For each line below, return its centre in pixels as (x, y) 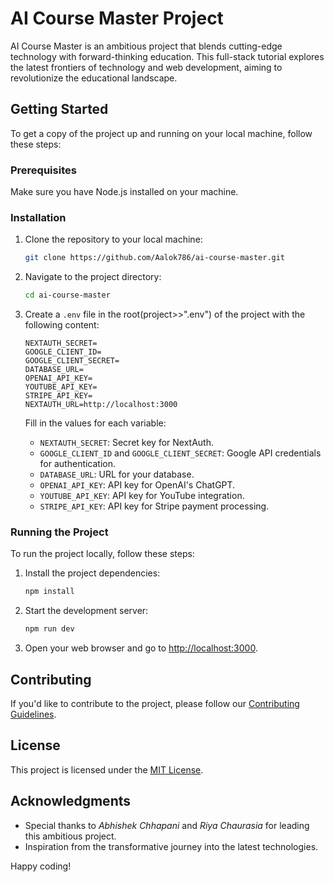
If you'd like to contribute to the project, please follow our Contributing (155, 703)
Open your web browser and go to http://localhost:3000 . (141, 648)
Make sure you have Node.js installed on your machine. (124, 192)
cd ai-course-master (67, 295)
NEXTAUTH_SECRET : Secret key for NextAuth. (126, 443)
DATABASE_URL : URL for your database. (117, 474)
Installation (38, 217)
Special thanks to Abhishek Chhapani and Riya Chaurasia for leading (167, 825)
